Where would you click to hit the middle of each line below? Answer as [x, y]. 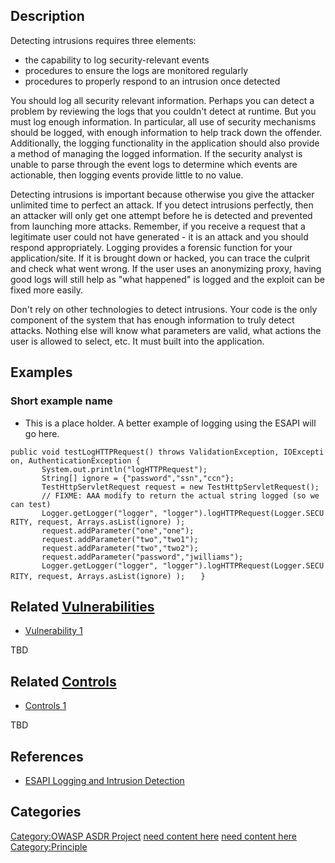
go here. [42, 433]
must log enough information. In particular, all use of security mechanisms [163, 121]
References [47, 756]
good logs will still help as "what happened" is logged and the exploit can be [167, 279]
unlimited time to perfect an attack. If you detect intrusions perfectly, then [162, 205]
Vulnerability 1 [53, 631]
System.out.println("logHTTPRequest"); [124, 469]
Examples [41, 372]
